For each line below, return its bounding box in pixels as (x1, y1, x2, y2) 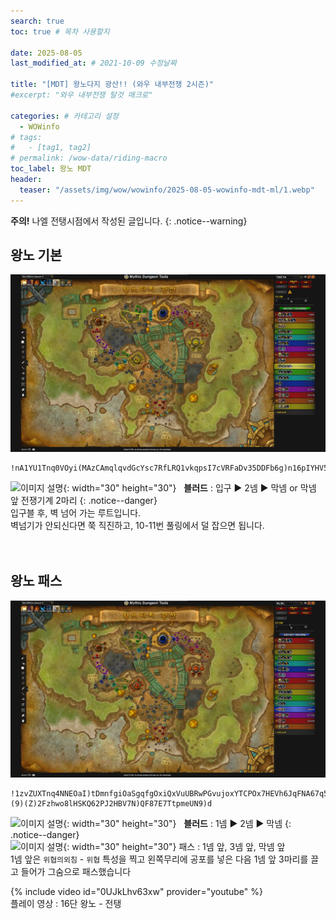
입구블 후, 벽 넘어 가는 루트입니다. (10, 506, 142, 519)
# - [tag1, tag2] (10, 143, 92, 153)
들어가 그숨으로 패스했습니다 (20, 866, 132, 878)
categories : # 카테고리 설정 (10, 111, 120, 121)
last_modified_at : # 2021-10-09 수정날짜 (10, 58, 177, 69)
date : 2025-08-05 (10, 48, 83, 58)
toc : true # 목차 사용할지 (10, 26, 110, 37)
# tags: (10, 132, 43, 142)
